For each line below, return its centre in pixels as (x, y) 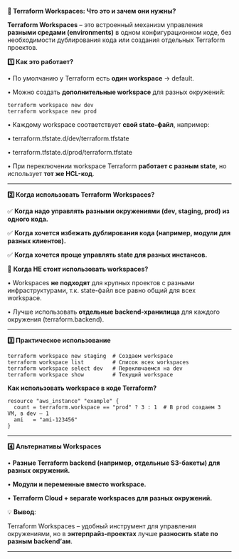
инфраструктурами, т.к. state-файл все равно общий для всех (102, 290)
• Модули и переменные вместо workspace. (77, 484)
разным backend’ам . (40, 541)
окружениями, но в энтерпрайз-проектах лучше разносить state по (113, 534)
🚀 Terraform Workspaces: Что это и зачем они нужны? (92, 11)
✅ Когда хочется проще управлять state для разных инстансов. (107, 255)
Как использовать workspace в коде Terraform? (82, 388)
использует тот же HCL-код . (51, 174)
